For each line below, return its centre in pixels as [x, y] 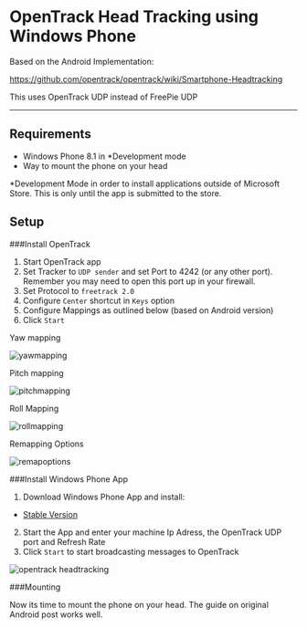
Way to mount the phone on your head [95, 165]
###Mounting [35, 587]
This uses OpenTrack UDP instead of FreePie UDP [104, 97]
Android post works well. [56, 614]
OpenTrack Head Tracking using [134, 17]
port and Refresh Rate [64, 541]
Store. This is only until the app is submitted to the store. [116, 193]
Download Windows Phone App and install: [104, 497]
